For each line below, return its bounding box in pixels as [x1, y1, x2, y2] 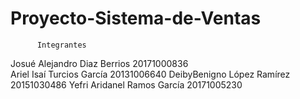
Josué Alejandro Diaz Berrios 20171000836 [10, 57, 189, 69]
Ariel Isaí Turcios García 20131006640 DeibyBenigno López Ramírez [10, 68, 291, 80]
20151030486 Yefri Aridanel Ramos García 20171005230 [10, 78, 243, 91]
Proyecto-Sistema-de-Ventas [10, 7, 262, 30]
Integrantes [36, 40, 87, 50]
